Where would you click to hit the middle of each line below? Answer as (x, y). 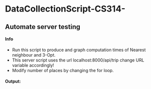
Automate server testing (43, 27)
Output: (13, 81)
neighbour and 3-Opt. (34, 55)
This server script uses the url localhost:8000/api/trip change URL (78, 60)
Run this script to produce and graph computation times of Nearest (79, 50)
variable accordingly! (33, 65)
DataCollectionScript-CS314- (65, 9)
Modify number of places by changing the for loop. (63, 70)
